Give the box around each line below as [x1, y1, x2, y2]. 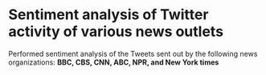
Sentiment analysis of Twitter [8, 6, 209, 24]
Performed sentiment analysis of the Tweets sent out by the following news [8, 49, 258, 58]
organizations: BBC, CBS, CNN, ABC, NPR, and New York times [8, 57, 219, 67]
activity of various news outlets [8, 22, 223, 41]
